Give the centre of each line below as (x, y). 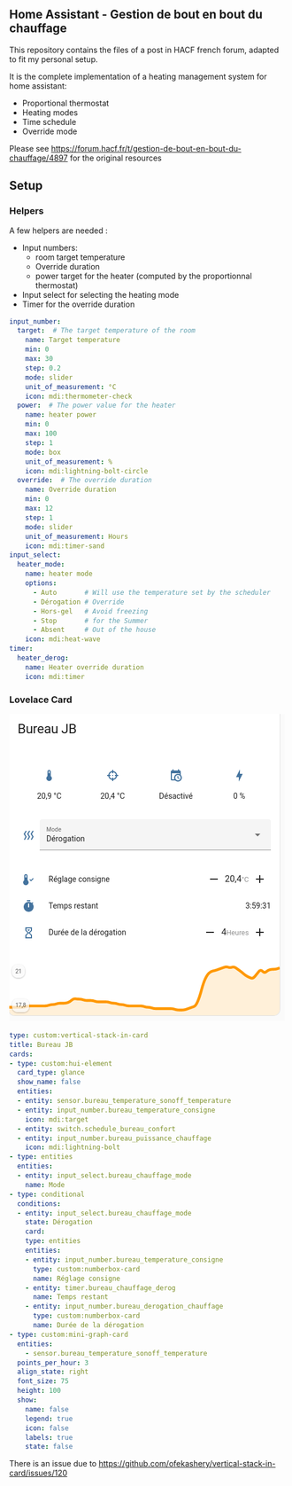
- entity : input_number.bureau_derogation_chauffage (124, 1307)
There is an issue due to (53, 1464)
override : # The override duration (85, 481)
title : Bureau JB (41, 1044)
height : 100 (39, 1391)
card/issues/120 (38, 1473)
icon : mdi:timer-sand (65, 546)
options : (41, 583)
